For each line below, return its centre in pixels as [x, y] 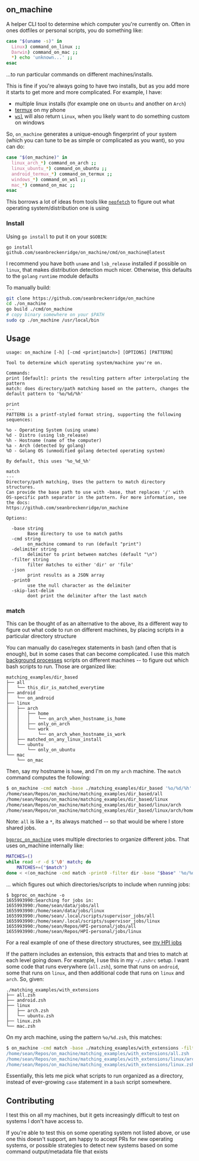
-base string [28, 528]
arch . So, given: [25, 979]
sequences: [20, 420]
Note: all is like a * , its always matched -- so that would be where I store [95, 822]
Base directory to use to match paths [75, 533]
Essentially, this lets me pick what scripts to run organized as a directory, [95, 1076]
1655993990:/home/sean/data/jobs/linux [55, 911]
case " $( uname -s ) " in [34, 41]
